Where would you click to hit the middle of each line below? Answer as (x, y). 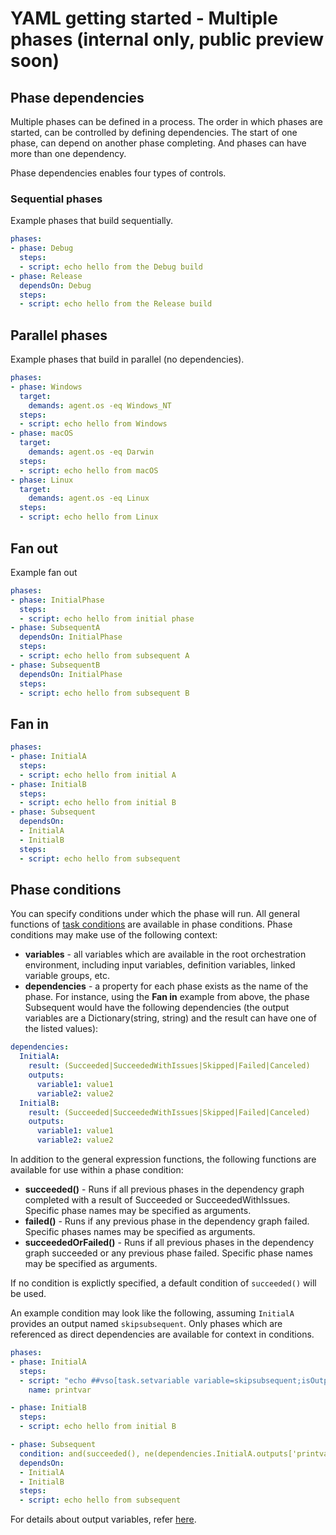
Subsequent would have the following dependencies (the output (157, 1008)
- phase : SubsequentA (55, 628)
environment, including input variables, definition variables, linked (160, 965)
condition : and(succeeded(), (80, 1453)
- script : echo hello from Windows (93, 424)
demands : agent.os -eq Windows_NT (100, 405)
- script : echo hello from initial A (98, 775)
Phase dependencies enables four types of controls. (118, 173)
